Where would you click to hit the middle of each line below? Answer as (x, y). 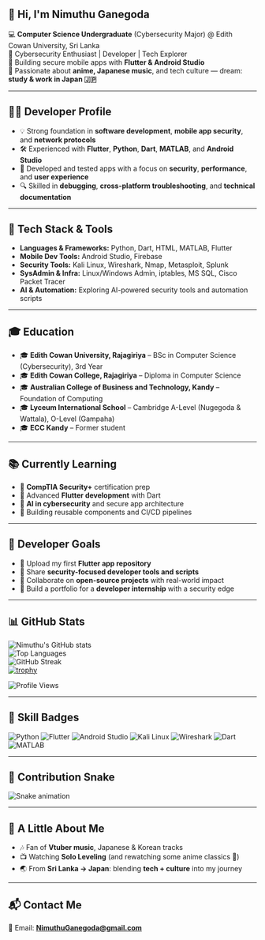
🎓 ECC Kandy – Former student (73, 428)
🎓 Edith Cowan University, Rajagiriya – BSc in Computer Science (128, 355)
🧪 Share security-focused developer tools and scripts (109, 572)
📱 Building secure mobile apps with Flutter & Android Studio (106, 62)
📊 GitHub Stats (47, 622)
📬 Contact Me (45, 905)
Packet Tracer (42, 282)
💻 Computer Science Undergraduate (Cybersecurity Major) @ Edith (120, 34)
